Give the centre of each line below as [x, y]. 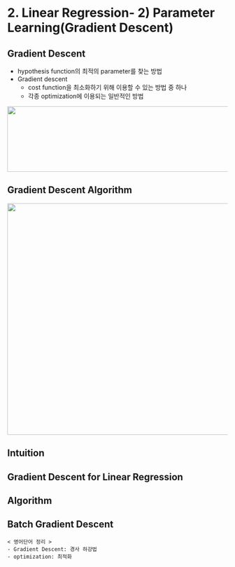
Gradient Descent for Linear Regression [95, 477]
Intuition [26, 453]
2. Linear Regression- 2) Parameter [111, 13]
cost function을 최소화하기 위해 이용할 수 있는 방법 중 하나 [107, 87]
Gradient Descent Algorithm [70, 190]
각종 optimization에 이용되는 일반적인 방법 [86, 96]
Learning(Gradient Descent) [90, 28]
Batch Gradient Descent [60, 525]
